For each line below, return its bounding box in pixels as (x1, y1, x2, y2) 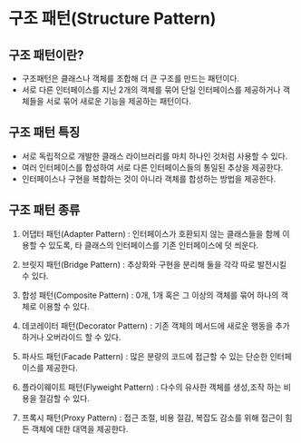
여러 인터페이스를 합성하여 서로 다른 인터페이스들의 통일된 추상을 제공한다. (21, 162, 284, 172)
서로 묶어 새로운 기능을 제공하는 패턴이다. (45, 96, 191, 106)
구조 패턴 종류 (8, 202, 81, 218)
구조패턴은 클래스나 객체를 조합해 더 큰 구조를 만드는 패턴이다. (21, 74, 240, 84)
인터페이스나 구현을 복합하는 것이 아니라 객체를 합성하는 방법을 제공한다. (21, 173, 277, 184)
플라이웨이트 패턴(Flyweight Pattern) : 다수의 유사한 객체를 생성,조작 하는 (21, 381, 282, 392)
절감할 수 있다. (38, 392, 90, 404)
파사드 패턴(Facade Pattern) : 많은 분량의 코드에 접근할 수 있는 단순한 (21, 350, 268, 361)
